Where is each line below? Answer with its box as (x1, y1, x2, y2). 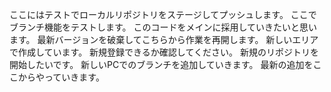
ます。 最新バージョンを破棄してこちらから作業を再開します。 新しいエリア (9, 34, 319, 45)
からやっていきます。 (17, 71, 105, 83)
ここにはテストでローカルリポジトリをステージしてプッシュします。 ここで (9, 9, 317, 20)
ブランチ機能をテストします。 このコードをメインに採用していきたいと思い (9, 21, 318, 33)
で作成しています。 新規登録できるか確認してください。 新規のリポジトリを (9, 46, 319, 58)
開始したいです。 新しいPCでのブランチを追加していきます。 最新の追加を (9, 59, 314, 70)
